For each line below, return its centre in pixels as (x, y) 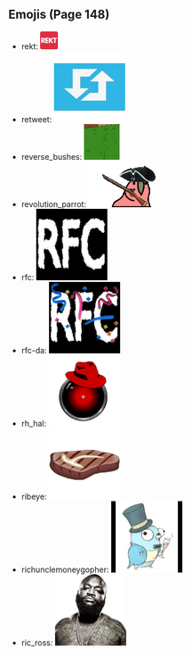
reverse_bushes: (52, 156)
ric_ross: (37, 643)
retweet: (36, 119)
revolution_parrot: (53, 203)
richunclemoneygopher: (65, 569)
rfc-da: (34, 350)
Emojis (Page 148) (59, 15)
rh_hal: (33, 423)
